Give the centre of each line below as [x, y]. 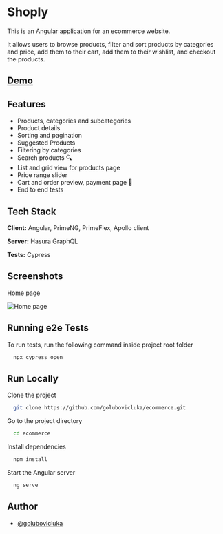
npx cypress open [38, 357]
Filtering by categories [49, 150]
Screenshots [35, 276]
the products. [26, 59]
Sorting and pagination [50, 136]
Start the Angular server [41, 472]
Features [26, 104]
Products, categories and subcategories [74, 121]
